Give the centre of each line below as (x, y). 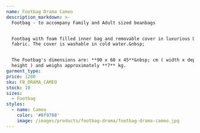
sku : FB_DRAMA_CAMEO (32, 82)
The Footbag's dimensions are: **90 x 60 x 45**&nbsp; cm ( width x (98, 60)
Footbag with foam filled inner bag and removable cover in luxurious (101, 39)
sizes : (14, 93)
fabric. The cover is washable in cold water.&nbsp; (78, 44)
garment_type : (24, 71)
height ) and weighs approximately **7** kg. (69, 66)
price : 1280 (21, 77)
